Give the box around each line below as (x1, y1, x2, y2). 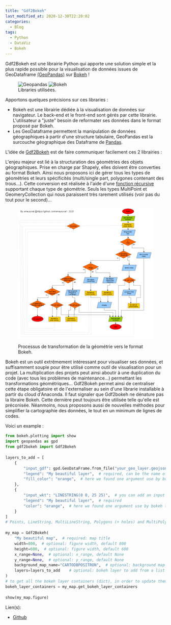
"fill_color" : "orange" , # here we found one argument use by (23, 477, 160, 482)
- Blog (10, 24, 24, 30)
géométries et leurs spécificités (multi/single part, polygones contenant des (5, 175, 164, 181)
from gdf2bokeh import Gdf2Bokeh (5, 444, 76, 449)
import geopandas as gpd (5, 439, 58, 444)
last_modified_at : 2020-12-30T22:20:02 (5, 13, 90, 19)
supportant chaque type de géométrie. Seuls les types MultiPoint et (5, 186, 147, 192)
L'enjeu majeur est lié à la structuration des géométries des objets (5, 159, 144, 165)
